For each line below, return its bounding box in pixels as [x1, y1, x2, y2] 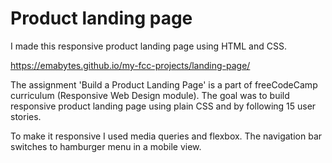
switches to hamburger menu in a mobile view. [10, 140, 202, 152]
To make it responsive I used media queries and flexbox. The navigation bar [10, 130, 323, 142]
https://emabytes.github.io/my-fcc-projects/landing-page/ [10, 59, 251, 71]
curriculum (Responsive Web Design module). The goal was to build [10, 89, 290, 101]
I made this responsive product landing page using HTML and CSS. [10, 40, 287, 52]
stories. [10, 110, 42, 122]
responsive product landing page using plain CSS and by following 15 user [10, 100, 317, 112]
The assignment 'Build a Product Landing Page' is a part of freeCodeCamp [10, 78, 318, 91]
